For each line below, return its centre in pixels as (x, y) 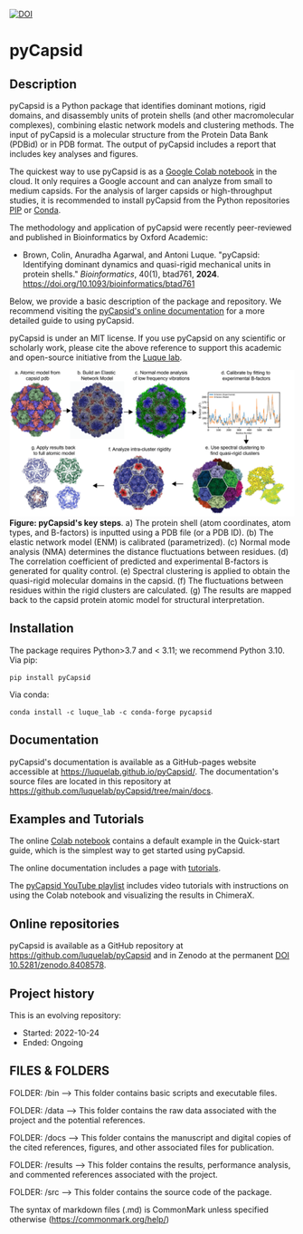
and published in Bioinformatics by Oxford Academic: (109, 237)
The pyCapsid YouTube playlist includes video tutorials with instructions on (149, 886)
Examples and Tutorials (77, 819)
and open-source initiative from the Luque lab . (96, 357)
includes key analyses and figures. (74, 154)
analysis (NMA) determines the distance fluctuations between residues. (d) (149, 551)
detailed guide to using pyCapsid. (72, 321)
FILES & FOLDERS (60, 1071)
